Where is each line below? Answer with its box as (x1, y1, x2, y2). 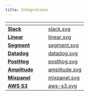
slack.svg (48, 25, 71, 32)
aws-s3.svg (48, 82, 77, 89)
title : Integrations (5, 7, 49, 12)
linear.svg (48, 33, 71, 40)
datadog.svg (48, 49, 78, 56)
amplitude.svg (48, 66, 82, 73)
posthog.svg (48, 58, 78, 65)
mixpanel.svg (48, 74, 80, 81)
